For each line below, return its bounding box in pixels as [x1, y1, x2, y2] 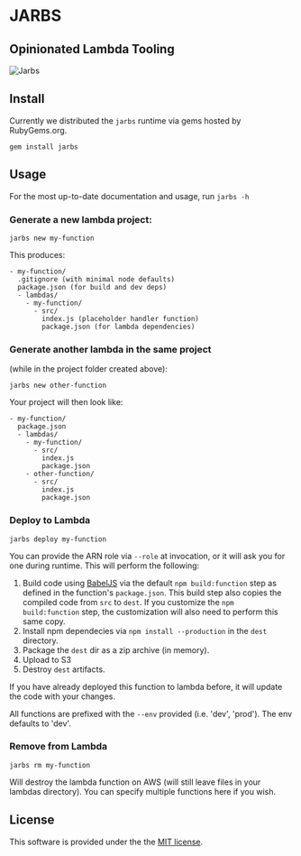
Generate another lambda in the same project [9, 343, 212, 355]
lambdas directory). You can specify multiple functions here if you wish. [9, 786, 277, 796]
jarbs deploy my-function [9, 534, 106, 544]
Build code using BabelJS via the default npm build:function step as [22, 577, 278, 588]
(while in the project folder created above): [9, 364, 169, 374]
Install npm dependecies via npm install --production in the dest [22, 625, 268, 636]
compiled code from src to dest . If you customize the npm [22, 596, 234, 607]
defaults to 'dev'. [9, 718, 72, 729]
